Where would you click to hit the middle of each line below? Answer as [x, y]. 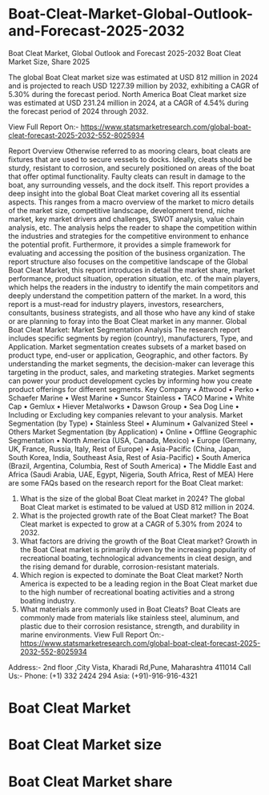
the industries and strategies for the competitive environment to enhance [129, 236]
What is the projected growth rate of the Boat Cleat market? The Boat [134, 515]
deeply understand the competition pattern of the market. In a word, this [127, 295]
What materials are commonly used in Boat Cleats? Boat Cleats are [130, 609]
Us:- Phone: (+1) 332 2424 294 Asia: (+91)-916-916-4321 [103, 676]
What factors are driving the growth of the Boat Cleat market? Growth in [139, 541]
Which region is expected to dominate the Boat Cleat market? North [131, 575]
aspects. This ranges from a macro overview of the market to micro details [131, 202]
